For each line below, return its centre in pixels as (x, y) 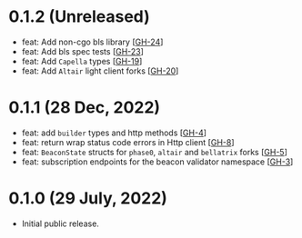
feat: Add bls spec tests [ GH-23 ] (83, 51)
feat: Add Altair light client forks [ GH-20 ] (100, 71)
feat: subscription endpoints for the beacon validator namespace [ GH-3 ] (157, 162)
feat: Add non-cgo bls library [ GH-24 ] (92, 42)
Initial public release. (60, 223)
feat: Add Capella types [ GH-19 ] (82, 61)
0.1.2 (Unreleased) (80, 17)
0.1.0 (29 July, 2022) (88, 198)
